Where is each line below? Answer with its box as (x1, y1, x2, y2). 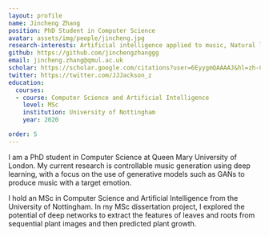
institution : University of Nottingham (22, 109, 156, 117)
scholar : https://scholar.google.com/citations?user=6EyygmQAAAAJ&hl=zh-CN (8, 64, 267, 72)
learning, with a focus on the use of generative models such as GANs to (8, 169, 246, 178)
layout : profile (8, 11, 62, 20)
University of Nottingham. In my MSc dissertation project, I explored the (8, 202, 246, 211)
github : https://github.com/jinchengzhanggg (8, 49, 159, 57)
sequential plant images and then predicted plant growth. (8, 218, 197, 228)
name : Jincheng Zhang (8, 19, 81, 27)
